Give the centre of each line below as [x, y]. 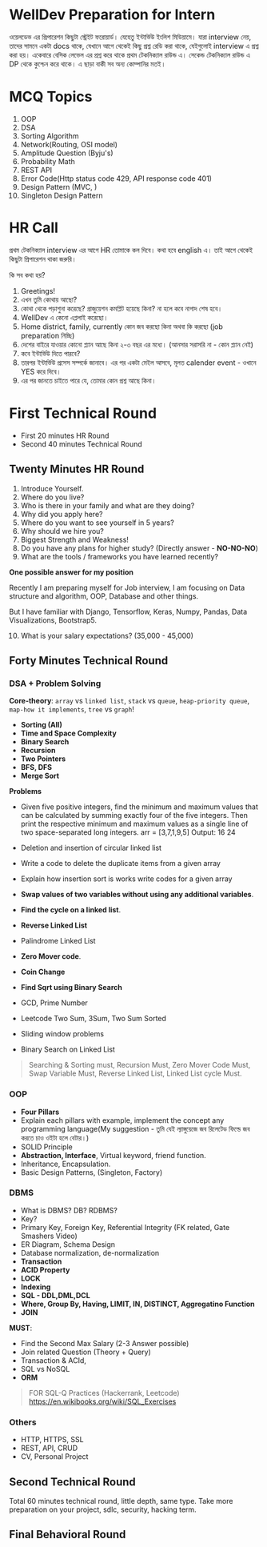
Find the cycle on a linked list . [71, 910]
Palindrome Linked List [58, 941]
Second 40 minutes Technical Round [81, 444]
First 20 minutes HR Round [65, 435]
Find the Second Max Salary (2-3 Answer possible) [105, 1343]
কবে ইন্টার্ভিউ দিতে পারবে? [50, 353]
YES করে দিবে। [41, 371]
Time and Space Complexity [68, 733]
